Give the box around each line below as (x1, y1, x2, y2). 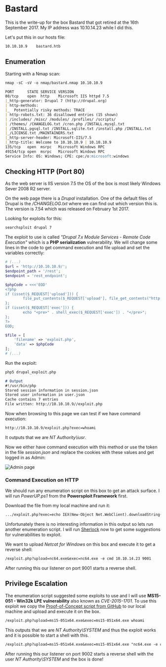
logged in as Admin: (5, 454, 46, 460)
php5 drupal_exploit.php (5, 370, 56, 375)
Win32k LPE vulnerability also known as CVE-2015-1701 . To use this (16, 598, 157, 604)
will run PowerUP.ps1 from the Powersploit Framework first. (5, 493, 128, 499)
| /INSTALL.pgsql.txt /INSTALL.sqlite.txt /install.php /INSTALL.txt (5, 126, 152, 131)
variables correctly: (5, 250, 44, 256)
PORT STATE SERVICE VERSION (5, 89, 74, 94)
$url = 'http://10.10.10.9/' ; (5, 264, 68, 269)
